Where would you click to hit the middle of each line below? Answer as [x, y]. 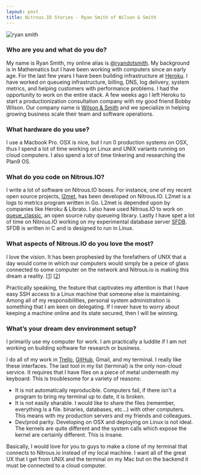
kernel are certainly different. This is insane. [69, 434]
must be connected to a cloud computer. [56, 465]
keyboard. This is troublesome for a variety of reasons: [74, 379]
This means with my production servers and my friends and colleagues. [103, 415]
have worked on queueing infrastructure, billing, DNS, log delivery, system [98, 82]
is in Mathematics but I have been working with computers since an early [96, 69]
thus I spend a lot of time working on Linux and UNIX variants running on [96, 149]
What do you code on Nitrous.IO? [55, 177]
